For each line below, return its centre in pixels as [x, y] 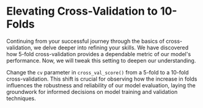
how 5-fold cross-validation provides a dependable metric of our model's [99, 54]
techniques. [21, 98]
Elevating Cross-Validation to [82, 11]
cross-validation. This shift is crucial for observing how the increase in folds [102, 79]
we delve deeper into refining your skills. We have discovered [111, 48]
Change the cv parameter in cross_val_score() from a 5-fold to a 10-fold [98, 72]
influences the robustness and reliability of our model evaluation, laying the [101, 85]
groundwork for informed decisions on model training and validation [92, 92]
